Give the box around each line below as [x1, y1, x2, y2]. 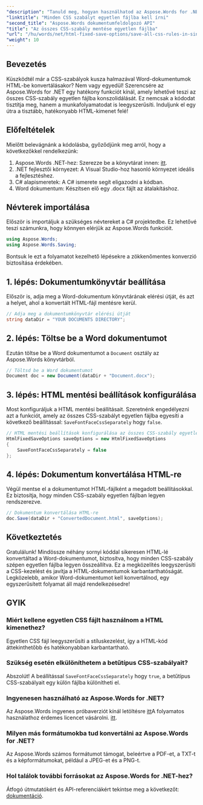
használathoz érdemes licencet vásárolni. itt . [6, 714, 117, 722]
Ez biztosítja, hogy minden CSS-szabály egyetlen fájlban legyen [6, 492, 166, 499]
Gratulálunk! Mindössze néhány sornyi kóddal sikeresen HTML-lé [6, 548, 169, 556]
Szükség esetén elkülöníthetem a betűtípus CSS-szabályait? [6, 659, 188, 667]
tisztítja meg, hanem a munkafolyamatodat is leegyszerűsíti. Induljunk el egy [6, 101, 196, 108]
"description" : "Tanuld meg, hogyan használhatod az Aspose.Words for [6, 8, 188, 15]
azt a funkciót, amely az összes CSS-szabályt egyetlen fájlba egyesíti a [6, 412, 184, 420]
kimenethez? [6, 623, 45, 632]
